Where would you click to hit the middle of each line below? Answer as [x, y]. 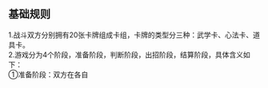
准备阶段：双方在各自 [53, 75]
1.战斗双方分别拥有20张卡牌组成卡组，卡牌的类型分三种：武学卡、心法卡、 [131, 35]
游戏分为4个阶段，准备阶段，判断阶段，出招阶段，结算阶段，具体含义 [129, 55]
